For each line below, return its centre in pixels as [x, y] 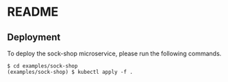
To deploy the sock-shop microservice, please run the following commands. [114, 53]
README [33, 12]
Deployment [34, 37]
